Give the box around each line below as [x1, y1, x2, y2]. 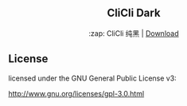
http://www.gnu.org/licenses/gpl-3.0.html [8, 88, 145, 98]
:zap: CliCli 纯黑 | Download [88, 28, 179, 38]
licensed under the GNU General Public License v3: [8, 73, 177, 83]
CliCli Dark [107, 6, 161, 20]
